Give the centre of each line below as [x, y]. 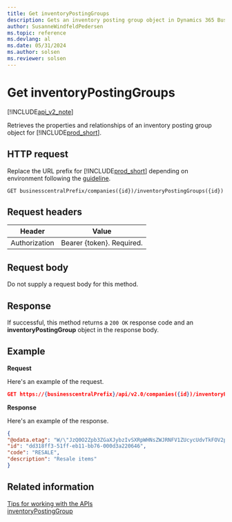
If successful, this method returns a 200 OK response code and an [100, 322]
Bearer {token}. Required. [102, 243]
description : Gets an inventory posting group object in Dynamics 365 [111, 20]
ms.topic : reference [37, 33]
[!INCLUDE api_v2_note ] [40, 112]
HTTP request [38, 154]
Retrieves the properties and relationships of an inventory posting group [109, 125]
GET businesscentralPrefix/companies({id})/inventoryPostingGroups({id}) [116, 191]
